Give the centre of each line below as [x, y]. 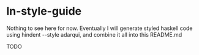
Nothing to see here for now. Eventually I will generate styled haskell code [99, 28]
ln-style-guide [44, 11]
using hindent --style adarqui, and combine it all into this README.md [94, 34]
